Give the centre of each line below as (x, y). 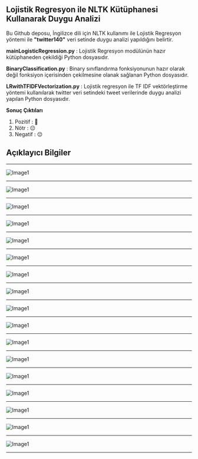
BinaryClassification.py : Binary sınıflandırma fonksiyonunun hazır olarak (95, 68)
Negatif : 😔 (29, 134)
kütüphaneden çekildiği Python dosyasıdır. (58, 57)
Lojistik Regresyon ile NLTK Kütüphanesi (82, 10)
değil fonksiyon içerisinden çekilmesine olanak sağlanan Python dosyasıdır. (98, 75)
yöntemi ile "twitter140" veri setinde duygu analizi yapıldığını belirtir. (90, 39)
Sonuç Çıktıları (24, 110)
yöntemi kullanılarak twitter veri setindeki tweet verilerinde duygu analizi (94, 92)
